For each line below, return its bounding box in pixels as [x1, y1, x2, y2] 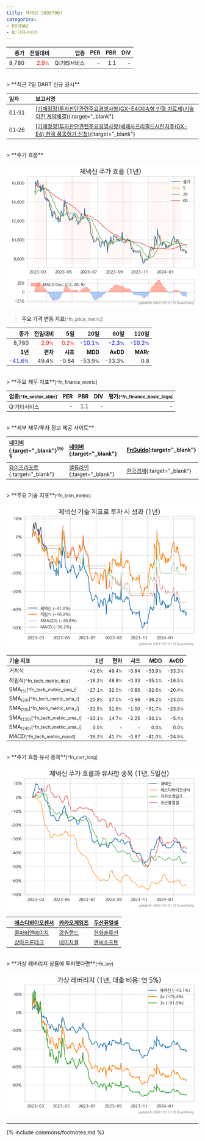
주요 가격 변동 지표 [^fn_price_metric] [21, 315, 103, 322]
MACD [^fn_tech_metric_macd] [9, 732, 76, 739]
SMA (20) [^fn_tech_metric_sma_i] [9, 695, 79, 703]
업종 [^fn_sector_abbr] [9, 393, 58, 400]
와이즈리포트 [9, 464, 39, 471]
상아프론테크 [14, 939, 45, 946]
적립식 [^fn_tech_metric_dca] [9, 677, 71, 684]
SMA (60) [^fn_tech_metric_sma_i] [9, 704, 79, 713]
